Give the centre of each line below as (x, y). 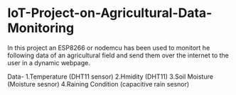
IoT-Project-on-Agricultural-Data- (110, 13)
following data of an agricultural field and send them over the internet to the (118, 55)
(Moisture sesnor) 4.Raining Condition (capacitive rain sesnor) (98, 84)
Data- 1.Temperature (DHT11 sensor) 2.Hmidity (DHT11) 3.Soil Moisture (110, 77)
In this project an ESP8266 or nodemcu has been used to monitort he (109, 47)
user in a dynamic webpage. (49, 62)
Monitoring (41, 28)
